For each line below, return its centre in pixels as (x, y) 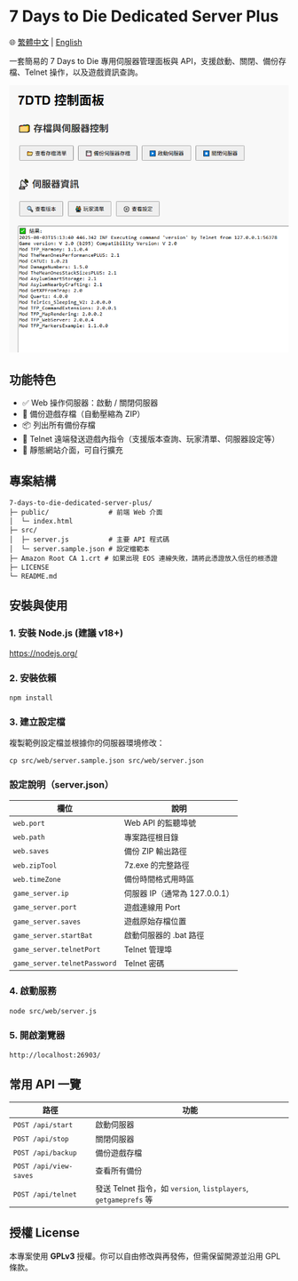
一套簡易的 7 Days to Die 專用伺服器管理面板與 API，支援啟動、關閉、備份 (144, 60)
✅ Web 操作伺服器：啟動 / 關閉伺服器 (90, 403)
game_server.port (45, 908)
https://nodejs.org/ (43, 653)
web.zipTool (35, 865)
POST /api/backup (45, 1153)
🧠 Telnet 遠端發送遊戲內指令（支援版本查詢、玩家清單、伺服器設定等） (151, 439)
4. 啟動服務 (33, 991)
